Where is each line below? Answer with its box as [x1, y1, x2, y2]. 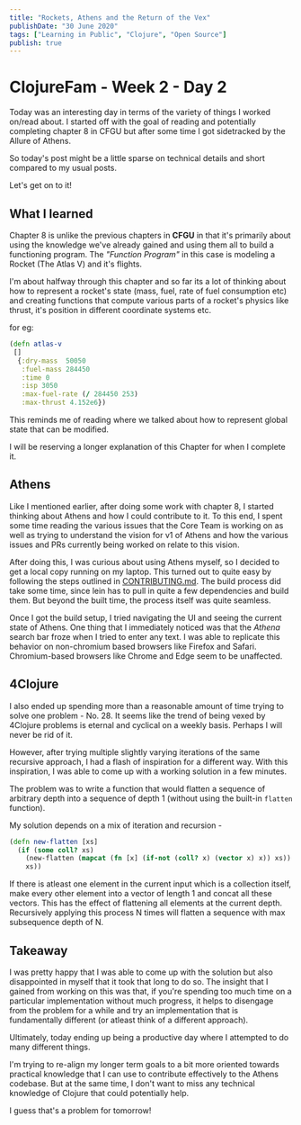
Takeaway [9, 942, 68, 958]
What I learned [9, 206, 93, 221]
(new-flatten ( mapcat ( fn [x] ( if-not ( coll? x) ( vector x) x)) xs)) [25, 854, 292, 863]
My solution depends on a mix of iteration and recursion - [9, 820, 223, 831]
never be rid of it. [9, 729, 74, 740]
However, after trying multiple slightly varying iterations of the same [9, 746, 261, 757]
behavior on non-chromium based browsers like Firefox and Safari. [9, 641, 258, 652]
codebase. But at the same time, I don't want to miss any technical [9, 1077, 256, 1089]
